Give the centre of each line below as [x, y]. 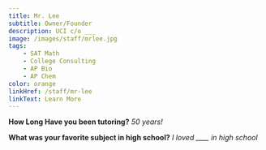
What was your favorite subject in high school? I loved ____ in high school [133, 138]
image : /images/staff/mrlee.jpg [63, 39]
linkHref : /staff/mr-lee [50, 91]
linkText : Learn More [45, 99]
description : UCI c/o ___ [52, 31]
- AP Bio [38, 69]
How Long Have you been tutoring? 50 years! [86, 122]
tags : [17, 46]
